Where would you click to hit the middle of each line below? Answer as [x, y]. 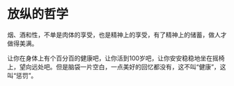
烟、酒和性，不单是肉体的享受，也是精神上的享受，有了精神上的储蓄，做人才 [117, 35]
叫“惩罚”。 [22, 75]
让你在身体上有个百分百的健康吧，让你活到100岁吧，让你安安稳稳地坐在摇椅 [116, 58]
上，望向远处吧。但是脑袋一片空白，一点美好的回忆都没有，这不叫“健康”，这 [117, 67]
